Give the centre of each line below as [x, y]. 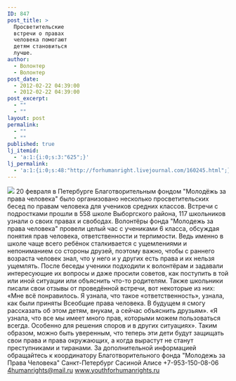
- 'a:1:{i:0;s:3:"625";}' [52, 158]
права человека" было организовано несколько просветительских [108, 199]
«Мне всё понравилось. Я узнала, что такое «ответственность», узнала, [116, 295]
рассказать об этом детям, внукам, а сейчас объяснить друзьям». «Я [112, 310]
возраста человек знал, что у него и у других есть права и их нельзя [111, 258]
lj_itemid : [23, 151]
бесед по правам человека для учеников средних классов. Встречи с [113, 206]
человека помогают [41, 40]
